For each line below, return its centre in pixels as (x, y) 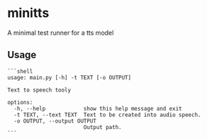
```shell (20, 71)
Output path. (102, 127)
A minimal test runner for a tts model (61, 33)
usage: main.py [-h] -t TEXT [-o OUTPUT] (69, 77)
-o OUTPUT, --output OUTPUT (55, 121)
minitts (28, 13)
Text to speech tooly (39, 90)
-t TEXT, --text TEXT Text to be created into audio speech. (107, 115)
